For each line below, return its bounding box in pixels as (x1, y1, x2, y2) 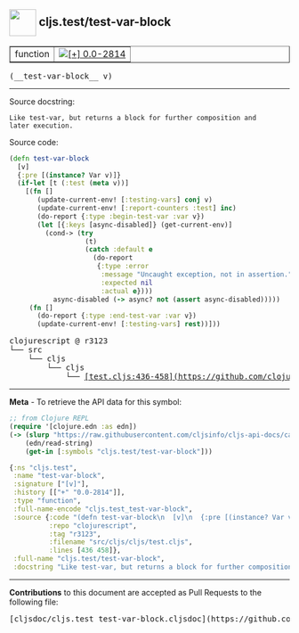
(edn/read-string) (25, 439, 93, 448)
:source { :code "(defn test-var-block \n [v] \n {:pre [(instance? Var (12, 513, 285, 522)
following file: (9, 596, 59, 607)
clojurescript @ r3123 (9, 336, 109, 346)
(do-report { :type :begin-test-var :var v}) (36, 211, 205, 221)
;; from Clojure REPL (9, 414, 90, 423)
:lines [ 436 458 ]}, (48, 546, 122, 555)
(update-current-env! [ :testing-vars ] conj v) (36, 195, 214, 205)
